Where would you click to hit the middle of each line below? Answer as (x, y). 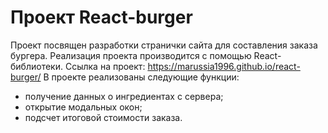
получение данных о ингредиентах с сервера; (124, 96)
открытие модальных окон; (83, 107)
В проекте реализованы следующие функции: (141, 77)
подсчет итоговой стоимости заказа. (103, 117)
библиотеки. (36, 66)
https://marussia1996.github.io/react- (224, 66)
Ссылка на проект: (105, 66)
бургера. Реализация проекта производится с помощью (131, 55)
